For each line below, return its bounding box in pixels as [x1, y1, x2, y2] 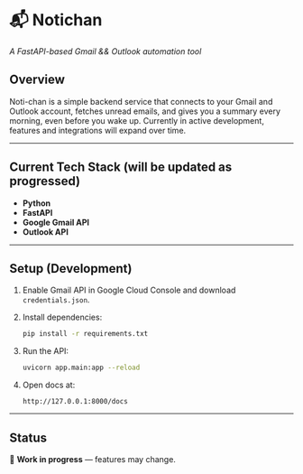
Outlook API [22, 226, 69, 237]
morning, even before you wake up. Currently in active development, [9, 115, 264, 125]
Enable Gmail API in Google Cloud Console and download [22, 284, 236, 296]
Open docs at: [22, 379, 76, 391]
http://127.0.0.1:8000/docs [22, 397, 128, 406]
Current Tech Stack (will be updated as [9, 160, 233, 175]
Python [22, 198, 51, 209]
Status [9, 430, 48, 445]
